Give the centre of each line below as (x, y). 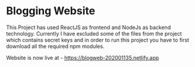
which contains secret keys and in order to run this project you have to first (98, 40)
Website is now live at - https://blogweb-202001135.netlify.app (83, 58)
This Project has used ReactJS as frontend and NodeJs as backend (88, 27)
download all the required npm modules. (55, 46)
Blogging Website (51, 11)
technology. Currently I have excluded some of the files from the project (94, 33)
